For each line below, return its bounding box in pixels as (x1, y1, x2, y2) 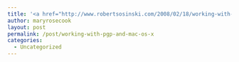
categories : (7, 37, 43, 44)
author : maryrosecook (7, 17, 72, 24)
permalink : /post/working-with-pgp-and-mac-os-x (7, 30, 154, 38)
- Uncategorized (14, 43, 62, 51)
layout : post (7, 24, 46, 31)
